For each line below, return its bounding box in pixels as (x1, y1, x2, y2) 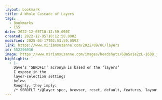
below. (13, 78, 27, 83)
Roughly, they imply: (13, 83, 57, 88)
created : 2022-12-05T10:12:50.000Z (5, 34, 77, 39)
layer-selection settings (13, 74, 66, 79)
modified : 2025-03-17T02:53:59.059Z (5, 38, 79, 43)
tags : (5, 16, 16, 21)
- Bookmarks (9, 20, 34, 25)
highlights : (5, 56, 29, 61)
